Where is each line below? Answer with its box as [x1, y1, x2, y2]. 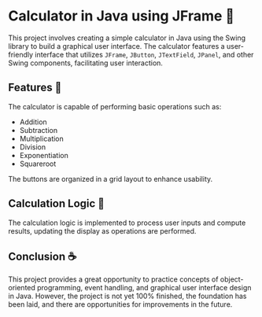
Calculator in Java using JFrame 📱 [8, 7, 234, 25]
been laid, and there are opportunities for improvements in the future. [8, 300, 233, 309]
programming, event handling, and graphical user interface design [36, 283, 252, 293]
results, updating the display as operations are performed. [8, 226, 197, 235]
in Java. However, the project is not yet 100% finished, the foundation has [8, 291, 247, 301]
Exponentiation [19, 150, 68, 160]
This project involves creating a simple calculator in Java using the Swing [8, 33, 246, 42]
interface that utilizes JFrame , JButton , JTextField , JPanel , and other [35, 50, 254, 59]
